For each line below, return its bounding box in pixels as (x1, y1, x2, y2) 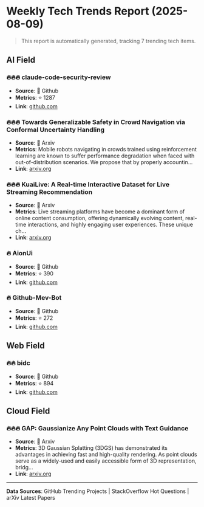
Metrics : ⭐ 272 (15, 314, 53, 322)
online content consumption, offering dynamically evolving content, (15, 215, 184, 222)
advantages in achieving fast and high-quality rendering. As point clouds (15, 451, 197, 458)
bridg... (15, 464, 33, 471)
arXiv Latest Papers (6, 494, 56, 502)
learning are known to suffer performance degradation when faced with (15, 152, 195, 159)
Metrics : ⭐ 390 (15, 269, 53, 277)
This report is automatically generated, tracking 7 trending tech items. (21, 37, 196, 44)
